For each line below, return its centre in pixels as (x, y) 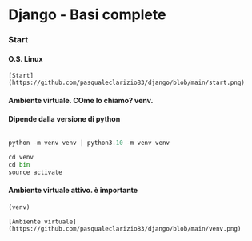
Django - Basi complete (87, 15)
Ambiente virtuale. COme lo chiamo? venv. (81, 100)
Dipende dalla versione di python (64, 118)
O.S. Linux (26, 58)
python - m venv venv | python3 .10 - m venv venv (89, 143)
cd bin (19, 165)
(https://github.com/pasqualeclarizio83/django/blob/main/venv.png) (125, 229)
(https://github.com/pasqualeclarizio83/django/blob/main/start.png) (127, 83)
